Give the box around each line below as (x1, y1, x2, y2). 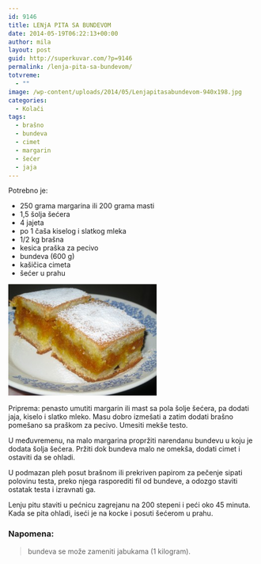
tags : (8, 113, 26, 121)
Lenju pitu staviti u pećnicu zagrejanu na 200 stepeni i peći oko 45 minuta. (8, 500, 251, 510)
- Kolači (15, 105, 44, 112)
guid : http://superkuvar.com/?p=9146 (8, 55, 133, 63)
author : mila (8, 38, 51, 46)
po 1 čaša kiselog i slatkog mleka (19, 227, 127, 236)
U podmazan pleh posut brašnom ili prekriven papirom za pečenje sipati (8, 468, 243, 478)
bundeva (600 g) (19, 252, 75, 261)
